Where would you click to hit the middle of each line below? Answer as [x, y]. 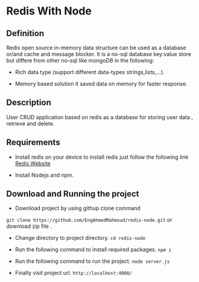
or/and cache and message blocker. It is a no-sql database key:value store [99, 54]
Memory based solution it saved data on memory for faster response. [101, 84]
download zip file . [29, 226]
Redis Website [33, 163]
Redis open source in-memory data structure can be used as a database [96, 48]
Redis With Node [49, 11]
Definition [25, 33]
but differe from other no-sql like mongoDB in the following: [80, 60]
